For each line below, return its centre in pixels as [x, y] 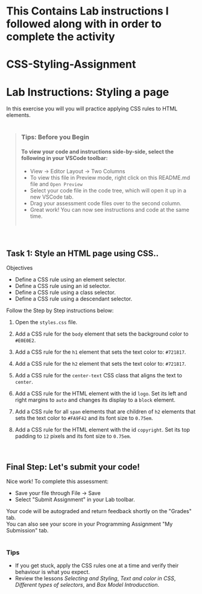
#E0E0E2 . [25, 340]
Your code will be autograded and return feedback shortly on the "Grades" [99, 511]
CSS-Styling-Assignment [71, 64]
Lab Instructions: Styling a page [88, 92]
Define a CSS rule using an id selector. [63, 286]
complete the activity [61, 37]
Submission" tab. [27, 531]
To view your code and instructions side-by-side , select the [97, 152]
